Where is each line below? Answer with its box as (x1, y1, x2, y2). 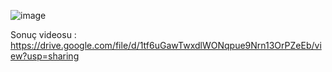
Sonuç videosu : (10, 29, 77, 40)
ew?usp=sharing (10, 50, 80, 62)
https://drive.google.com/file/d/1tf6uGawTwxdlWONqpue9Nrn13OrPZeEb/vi (10, 40, 322, 51)
